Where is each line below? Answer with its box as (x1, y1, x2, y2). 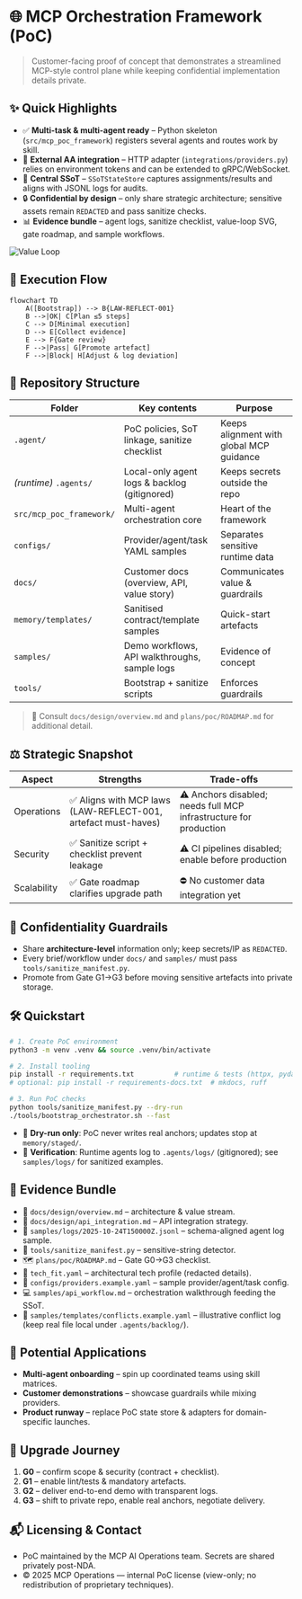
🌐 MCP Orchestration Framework (9, 6, 262, 27)
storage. (22, 982, 54, 992)
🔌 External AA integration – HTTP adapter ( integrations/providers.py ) (22, 154, 289, 164)
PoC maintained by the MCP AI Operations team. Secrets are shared (22, 1550, 275, 1561)
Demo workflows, (124, 640, 199, 653)
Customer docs (124, 565, 189, 578)
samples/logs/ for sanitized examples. (22, 1156, 164, 1167)
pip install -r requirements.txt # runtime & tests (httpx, (9, 1070, 276, 1079)
